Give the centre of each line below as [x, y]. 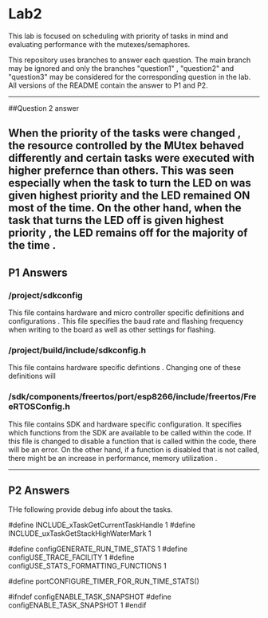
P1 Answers [38, 272]
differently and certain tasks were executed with [132, 158]
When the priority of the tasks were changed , [125, 134]
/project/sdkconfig [45, 295]
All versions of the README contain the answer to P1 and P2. [108, 85]
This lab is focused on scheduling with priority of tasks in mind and [118, 36]
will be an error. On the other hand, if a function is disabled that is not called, [134, 449]
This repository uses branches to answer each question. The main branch [130, 60]
